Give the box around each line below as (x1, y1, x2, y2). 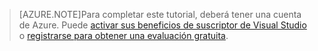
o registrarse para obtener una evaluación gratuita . (18, 30, 229, 41)
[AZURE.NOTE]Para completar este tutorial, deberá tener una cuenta (18, 9, 302, 20)
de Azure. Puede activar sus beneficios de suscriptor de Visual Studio (18, 19, 307, 31)
